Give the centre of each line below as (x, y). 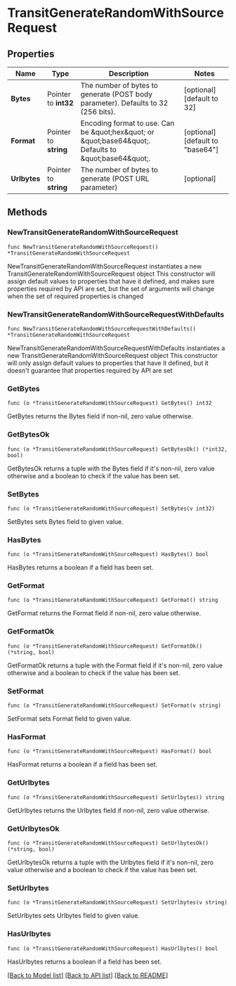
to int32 (60, 103)
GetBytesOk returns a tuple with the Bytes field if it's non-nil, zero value (111, 468)
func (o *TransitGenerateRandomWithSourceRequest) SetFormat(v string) (114, 706)
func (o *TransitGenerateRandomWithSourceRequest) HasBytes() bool (108, 555)
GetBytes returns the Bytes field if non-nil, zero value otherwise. (100, 416)
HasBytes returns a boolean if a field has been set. (80, 568)
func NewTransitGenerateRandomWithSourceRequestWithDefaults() (102, 328)
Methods (27, 212)
